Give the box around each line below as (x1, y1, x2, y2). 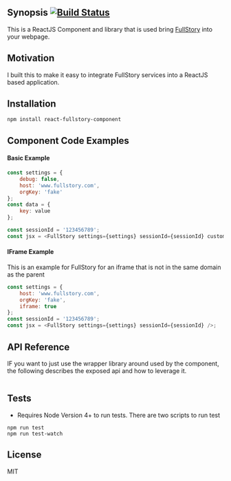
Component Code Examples (7, 135, 129, 147)
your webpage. (7, 32, 50, 41)
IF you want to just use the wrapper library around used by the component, (7, 359, 219, 367)
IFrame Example (7, 248, 54, 256)
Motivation (7, 52, 55, 64)
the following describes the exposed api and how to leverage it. (7, 366, 187, 375)
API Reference (7, 341, 70, 353)
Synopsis (7, 7, 48, 19)
